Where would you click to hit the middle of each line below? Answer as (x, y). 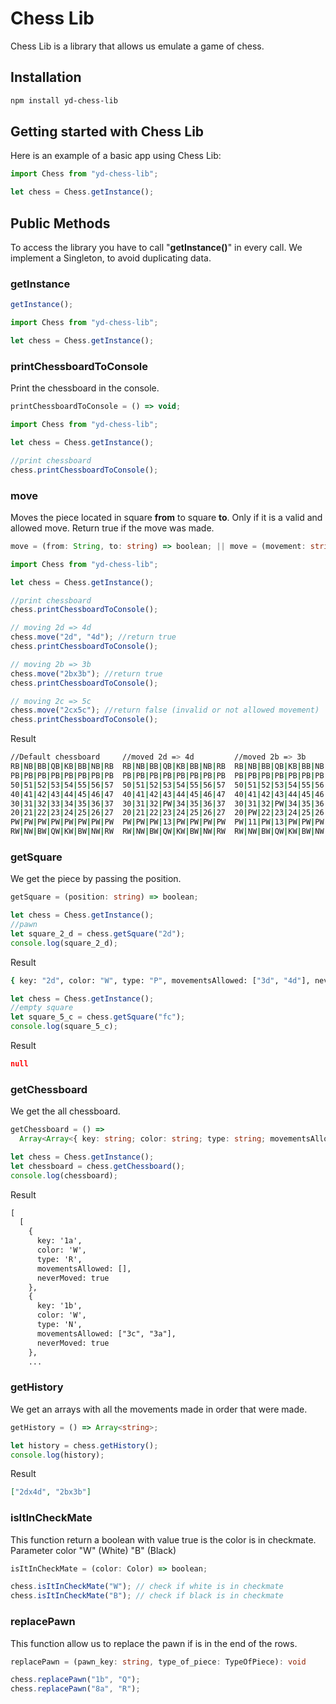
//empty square (42, 1008)
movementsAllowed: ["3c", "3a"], (106, 1333)
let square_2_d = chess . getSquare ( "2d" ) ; (98, 933)
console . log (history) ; (57, 1455)
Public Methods (60, 223)
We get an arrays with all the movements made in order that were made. (159, 1409)
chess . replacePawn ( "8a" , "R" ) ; (75, 1689)
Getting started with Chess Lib (107, 132)
